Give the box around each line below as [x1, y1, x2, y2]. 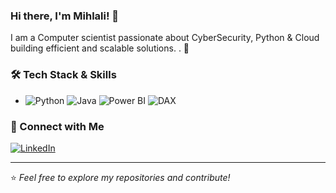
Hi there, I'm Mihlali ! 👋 [10, 9, 120, 23]
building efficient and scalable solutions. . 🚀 [10, 42, 190, 54]
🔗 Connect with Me [10, 119, 105, 133]
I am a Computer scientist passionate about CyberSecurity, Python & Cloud [10, 32, 320, 44]
